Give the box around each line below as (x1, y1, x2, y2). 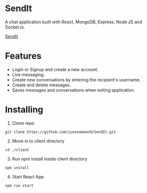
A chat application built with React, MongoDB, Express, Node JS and (5, 19, 142, 25)
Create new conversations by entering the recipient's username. (12, 77, 141, 82)
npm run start (5, 183, 34, 188)
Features (5, 50, 42, 62)
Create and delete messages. (12, 82, 71, 88)
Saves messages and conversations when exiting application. (12, 87, 135, 93)
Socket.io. (5, 24, 25, 30)
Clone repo (12, 120, 35, 126)
